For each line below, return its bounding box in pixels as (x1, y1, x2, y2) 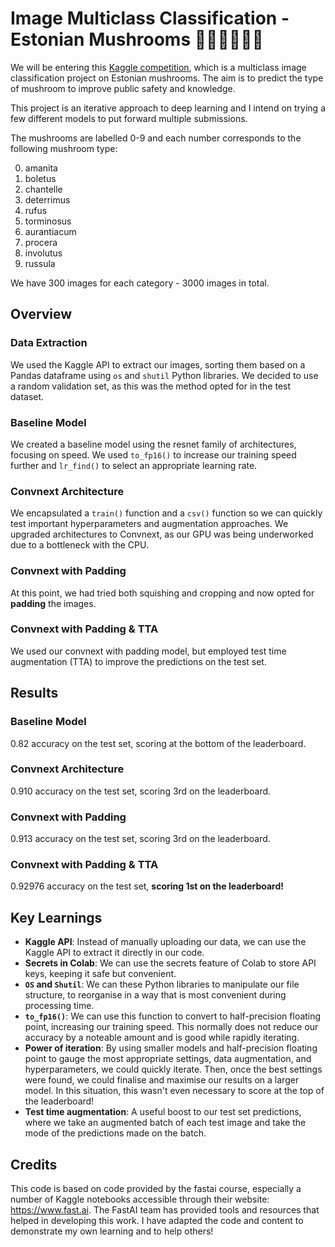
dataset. (10, 390, 45, 402)
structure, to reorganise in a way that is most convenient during (24, 989, 287, 1001)
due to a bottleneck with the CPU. (10, 539, 150, 551)
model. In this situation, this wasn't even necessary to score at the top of (24, 1085, 325, 1097)
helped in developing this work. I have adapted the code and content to (10, 1215, 304, 1227)
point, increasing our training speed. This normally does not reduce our (24, 1021, 319, 1033)
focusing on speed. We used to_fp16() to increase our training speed (10, 448, 297, 461)
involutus (24, 247, 63, 259)
